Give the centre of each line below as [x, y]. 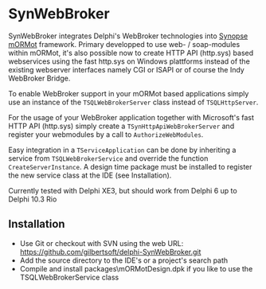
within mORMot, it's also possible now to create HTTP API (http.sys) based [131, 53]
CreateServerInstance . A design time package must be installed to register [130, 166]
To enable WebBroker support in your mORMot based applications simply [129, 93]
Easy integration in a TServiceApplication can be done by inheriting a [122, 150]
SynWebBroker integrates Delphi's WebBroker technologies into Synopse [128, 36]
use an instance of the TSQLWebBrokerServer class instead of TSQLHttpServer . [133, 102]
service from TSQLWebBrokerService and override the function [108, 158]
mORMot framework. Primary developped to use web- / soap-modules [124, 44]
